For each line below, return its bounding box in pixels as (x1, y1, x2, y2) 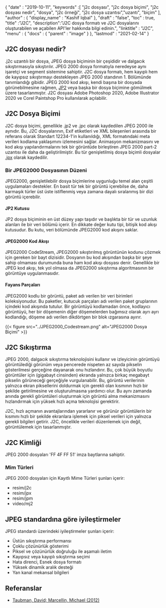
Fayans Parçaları (5, 282, 41, 288)
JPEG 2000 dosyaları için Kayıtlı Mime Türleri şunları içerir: (5, 475, 125, 481)
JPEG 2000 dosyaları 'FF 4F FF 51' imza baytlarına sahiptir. (5, 452, 125, 457)
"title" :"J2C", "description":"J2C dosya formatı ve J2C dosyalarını (5, 20, 139, 26)
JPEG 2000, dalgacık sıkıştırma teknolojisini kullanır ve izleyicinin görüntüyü (5, 356, 160, 362)
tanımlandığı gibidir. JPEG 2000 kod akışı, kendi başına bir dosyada (5, 79, 142, 85)
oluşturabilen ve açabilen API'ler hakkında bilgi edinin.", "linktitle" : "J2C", (5, 25, 154, 31)
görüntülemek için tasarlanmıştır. (5, 424, 72, 430)
